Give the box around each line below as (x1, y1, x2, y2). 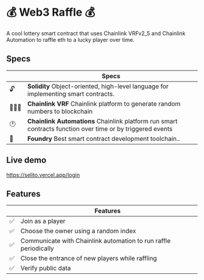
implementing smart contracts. (27, 89, 115, 98)
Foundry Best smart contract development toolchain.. (27, 134, 180, 143)
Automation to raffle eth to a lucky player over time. (6, 36, 135, 43)
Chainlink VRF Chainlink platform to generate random (27, 99, 181, 108)
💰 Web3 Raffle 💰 (6, 5, 95, 19)
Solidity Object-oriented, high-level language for (27, 82, 169, 90)
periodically (20, 244, 55, 253)
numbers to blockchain (27, 107, 93, 115)
